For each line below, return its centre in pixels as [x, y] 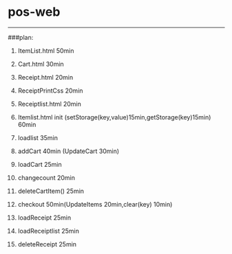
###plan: [21, 37]
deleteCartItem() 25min [51, 191]
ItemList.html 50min [46, 50]
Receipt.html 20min [45, 77]
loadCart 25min [40, 164]
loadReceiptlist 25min [49, 231]
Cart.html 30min [41, 64]
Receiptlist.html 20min [49, 104]
